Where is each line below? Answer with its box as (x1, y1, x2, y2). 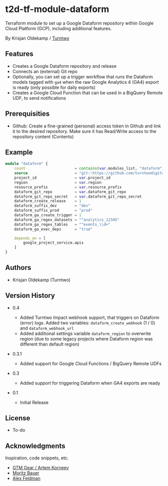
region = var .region (14, 180, 101, 185)
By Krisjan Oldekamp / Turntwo (5, 35, 69, 41)
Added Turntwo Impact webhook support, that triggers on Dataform (19, 314, 159, 320)
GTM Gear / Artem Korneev (12, 465, 69, 471)
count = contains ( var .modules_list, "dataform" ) (14, 166, 164, 171)
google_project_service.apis (23, 240, 84, 245)
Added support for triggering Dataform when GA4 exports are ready (19, 380, 160, 386)
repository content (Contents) (12, 133, 74, 139)
